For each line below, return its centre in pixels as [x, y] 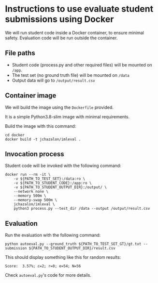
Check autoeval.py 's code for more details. [48, 275]
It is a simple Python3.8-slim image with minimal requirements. [67, 117]
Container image [31, 96]
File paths [20, 53]
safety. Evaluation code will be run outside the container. [61, 38]
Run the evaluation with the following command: [53, 235]
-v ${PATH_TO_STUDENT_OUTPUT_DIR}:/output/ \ [60, 187]
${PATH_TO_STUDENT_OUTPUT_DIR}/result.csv [72, 249]
